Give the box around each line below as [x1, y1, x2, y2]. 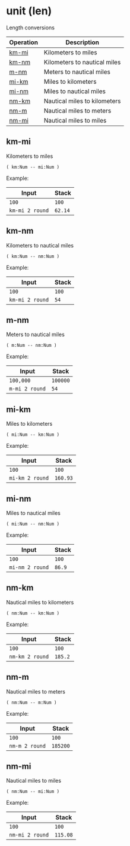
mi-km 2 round [9, 475, 49, 482]
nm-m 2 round [9, 743, 46, 749]
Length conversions [6, 24, 55, 31]
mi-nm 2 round [9, 564, 49, 570]
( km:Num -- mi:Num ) [6, 164, 60, 170]
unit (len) [6, 4, 52, 18]
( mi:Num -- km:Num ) [6, 432, 60, 438]
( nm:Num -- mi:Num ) [6, 789, 60, 795]
